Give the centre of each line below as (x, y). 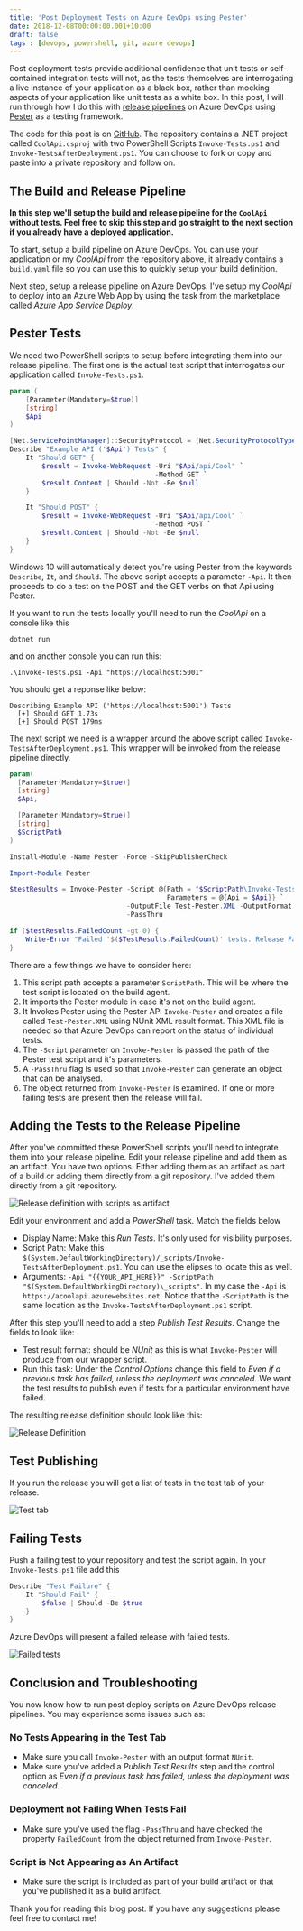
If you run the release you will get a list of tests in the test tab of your (137, 1483)
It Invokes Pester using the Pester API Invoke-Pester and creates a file (153, 1011)
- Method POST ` (183, 524)
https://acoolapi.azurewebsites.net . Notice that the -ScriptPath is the (155, 1296)
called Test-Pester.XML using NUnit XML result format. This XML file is (153, 1021)
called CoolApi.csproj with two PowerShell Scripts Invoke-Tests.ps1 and (144, 143)
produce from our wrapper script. (84, 1360)
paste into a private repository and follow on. (92, 162)
